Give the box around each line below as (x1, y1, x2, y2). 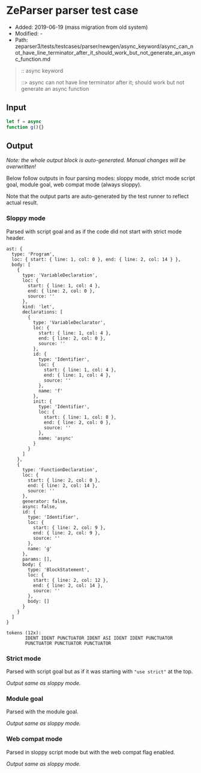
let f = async (6, 118, 42, 124)
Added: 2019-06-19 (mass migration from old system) (14, 23, 148, 31)
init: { (32, 398, 52, 405)
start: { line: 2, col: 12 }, (32, 577, 109, 583)
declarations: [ (22, 309, 63, 315)
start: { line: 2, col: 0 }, (28, 477, 101, 483)
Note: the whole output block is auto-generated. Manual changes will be (6, 157, 186, 164)
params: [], (22, 556, 52, 562)
